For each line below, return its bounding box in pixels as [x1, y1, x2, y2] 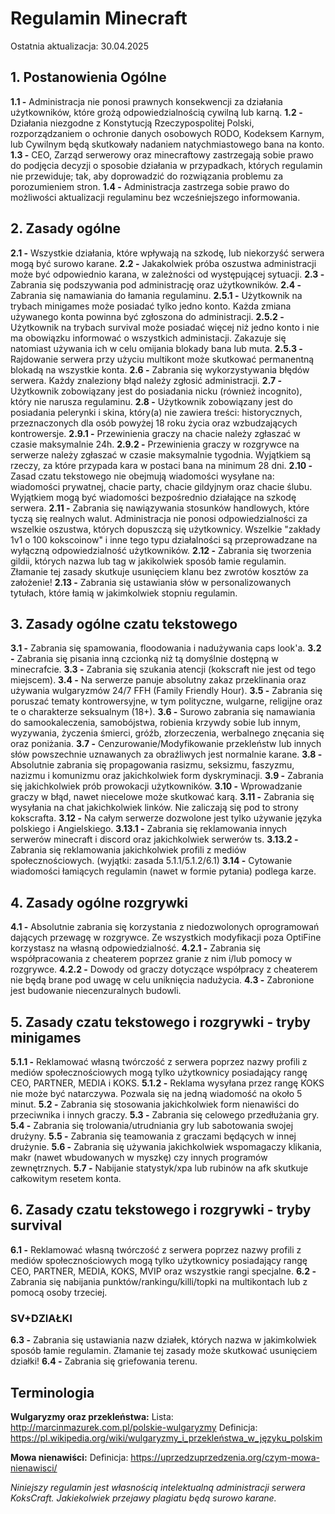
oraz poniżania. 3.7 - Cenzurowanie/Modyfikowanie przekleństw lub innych [10, 738, 322, 750]
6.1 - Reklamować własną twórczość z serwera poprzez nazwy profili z [10, 1243, 302, 1256]
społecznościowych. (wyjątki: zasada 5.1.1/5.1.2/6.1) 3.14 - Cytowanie [10, 855, 293, 867]
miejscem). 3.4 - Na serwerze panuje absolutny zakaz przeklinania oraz [10, 674, 307, 686]
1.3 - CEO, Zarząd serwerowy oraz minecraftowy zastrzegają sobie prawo [10, 148, 314, 161]
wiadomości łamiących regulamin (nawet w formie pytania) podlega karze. [10, 865, 317, 877]
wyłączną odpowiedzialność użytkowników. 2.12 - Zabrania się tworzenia [10, 544, 312, 556]
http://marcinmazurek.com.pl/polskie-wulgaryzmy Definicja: [10, 1421, 258, 1433]
